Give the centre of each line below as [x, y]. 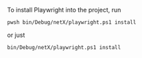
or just [16, 35]
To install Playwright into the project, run [64, 10]
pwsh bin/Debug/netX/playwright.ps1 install [72, 23]
